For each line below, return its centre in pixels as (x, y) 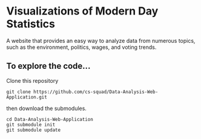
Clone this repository (32, 80)
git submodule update (34, 130)
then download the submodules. (46, 108)
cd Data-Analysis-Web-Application (50, 119)
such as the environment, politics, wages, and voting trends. (81, 47)
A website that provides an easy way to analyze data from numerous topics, (101, 40)
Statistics (31, 24)
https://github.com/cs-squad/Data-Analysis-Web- (96, 92)
